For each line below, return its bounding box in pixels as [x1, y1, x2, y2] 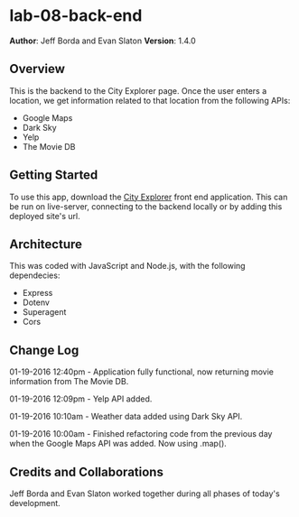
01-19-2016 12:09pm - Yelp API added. [9, 393, 153, 404]
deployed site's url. [9, 210, 80, 221]
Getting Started [9, 168, 98, 183]
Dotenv [22, 297, 50, 308]
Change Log [9, 342, 79, 357]
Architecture [9, 236, 83, 252]
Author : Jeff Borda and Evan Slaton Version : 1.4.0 [9, 35, 196, 46]
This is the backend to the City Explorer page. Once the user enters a [9, 85, 267, 96]
